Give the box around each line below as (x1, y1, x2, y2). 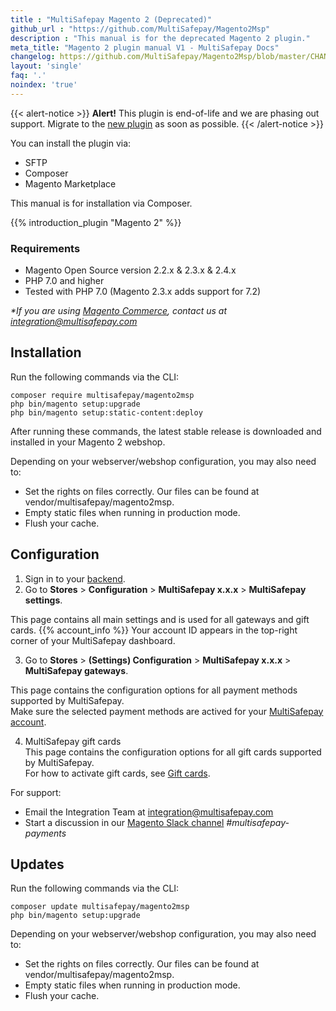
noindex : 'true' (10, 80, 78, 90)
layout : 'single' (10, 61, 83, 71)
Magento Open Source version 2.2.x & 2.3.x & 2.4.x (24, 264, 237, 276)
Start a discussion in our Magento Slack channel (24, 816, 225, 828)
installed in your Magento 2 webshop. (10, 436, 166, 448)
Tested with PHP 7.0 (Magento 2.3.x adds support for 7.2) (24, 286, 262, 298)
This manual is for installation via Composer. (10, 197, 193, 209)
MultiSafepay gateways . (24, 664, 129, 676)
